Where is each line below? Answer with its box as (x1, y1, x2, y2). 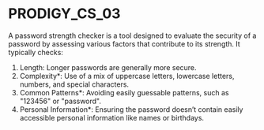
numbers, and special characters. (19, 80, 129, 89)
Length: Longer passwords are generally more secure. (19, 62, 197, 72)
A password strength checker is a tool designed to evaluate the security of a (8, 31, 257, 40)
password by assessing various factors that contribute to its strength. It (8, 39, 241, 48)
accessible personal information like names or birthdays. (19, 113, 204, 122)
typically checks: (8, 47, 63, 57)
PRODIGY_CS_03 (8, 5, 121, 23)
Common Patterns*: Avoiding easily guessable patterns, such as (19, 87, 229, 97)
